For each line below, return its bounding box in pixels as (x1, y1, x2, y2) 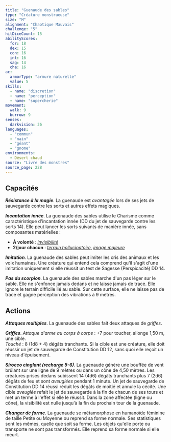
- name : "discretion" (10, 88, 56, 94)
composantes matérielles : (5, 229, 61, 235)
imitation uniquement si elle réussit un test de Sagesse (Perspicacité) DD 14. (5, 265, 165, 272)
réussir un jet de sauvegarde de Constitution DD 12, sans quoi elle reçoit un (5, 347, 163, 353)
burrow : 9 (10, 112, 31, 118)
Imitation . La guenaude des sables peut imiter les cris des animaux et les (5, 254, 159, 260)
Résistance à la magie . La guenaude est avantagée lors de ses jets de (5, 197, 155, 204)
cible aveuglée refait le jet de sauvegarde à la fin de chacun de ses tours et (5, 389, 163, 395)
